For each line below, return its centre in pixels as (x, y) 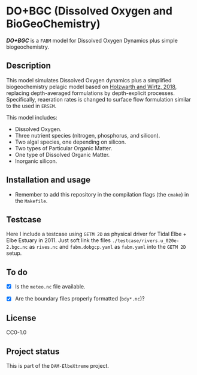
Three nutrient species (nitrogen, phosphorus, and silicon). (87, 135)
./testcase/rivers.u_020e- (146, 241)
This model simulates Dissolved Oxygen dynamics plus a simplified (89, 80)
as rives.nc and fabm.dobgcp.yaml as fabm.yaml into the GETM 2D (107, 247)
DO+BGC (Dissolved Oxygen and (89, 11)
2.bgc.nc (17, 248)
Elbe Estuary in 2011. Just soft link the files (58, 240)
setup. (14, 253)
